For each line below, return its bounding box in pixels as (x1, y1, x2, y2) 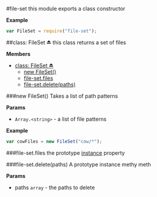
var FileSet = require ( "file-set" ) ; (6, 28, 97, 34)
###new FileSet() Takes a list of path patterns (6, 92, 118, 99)
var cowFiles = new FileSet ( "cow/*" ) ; (6, 138, 102, 145)
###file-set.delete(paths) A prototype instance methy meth (6, 161, 152, 168)
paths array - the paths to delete (14, 184, 95, 191)
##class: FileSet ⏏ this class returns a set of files (6, 39, 127, 46)
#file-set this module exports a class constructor (6, 5, 125, 12)
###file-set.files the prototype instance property (6, 149, 125, 157)
